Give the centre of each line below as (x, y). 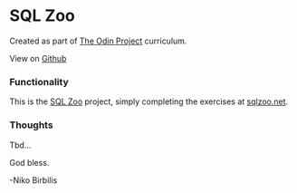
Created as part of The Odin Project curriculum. (98, 41)
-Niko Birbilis (34, 180)
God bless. (29, 162)
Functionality (39, 82)
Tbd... (20, 145)
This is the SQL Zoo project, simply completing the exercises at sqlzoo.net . (149, 101)
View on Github (38, 58)
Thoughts (31, 125)
